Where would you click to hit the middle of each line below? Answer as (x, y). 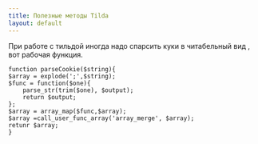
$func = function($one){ (50, 83)
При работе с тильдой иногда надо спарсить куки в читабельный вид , (129, 46)
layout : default (35, 23)
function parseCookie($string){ (62, 69)
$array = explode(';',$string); (62, 76)
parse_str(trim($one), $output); (78, 90)
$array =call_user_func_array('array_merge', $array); (101, 118)
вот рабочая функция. (46, 54)
